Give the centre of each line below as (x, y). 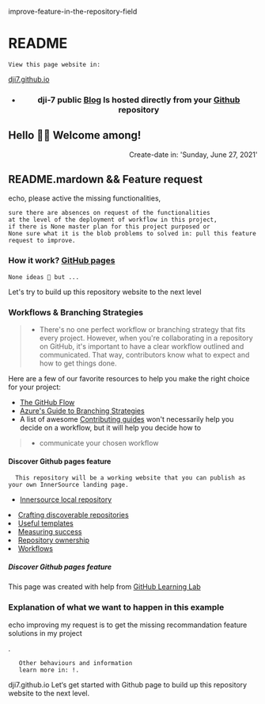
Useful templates (46, 523)
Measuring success (50, 532)
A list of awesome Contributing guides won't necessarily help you (127, 419)
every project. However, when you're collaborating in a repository (146, 338)
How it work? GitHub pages (62, 261)
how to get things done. (78, 363)
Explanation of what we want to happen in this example (116, 607)
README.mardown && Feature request (106, 180)
